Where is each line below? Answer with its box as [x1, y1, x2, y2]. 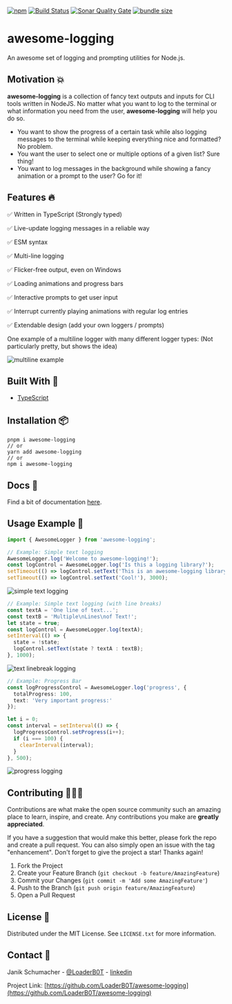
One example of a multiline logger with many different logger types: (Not [7, 334, 213, 343]
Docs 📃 [7, 480, 38, 491]
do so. [7, 114, 26, 122]
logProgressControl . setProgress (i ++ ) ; [13, 729, 126, 736]
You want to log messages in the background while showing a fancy [17, 164, 211, 172]
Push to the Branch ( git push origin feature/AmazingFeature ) [17, 884, 195, 892]
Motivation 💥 [7, 73, 65, 86]
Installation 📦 [7, 414, 69, 426]
